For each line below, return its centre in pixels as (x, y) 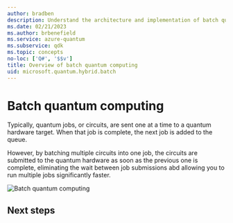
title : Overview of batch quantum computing (72, 65)
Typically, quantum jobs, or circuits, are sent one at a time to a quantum (109, 125)
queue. (17, 140)
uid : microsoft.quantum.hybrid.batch (62, 71)
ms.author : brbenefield (42, 33)
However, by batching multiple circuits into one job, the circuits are (102, 153)
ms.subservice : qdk (35, 46)
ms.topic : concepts (35, 53)
